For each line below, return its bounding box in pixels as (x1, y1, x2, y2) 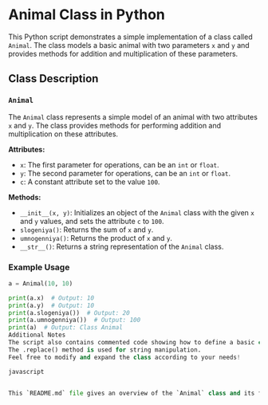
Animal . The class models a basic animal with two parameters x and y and (8, 40, 250, 49)
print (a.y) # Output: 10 (8, 301, 94, 309)
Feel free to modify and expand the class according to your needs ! (8, 353, 241, 361)
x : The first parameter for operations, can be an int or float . (19, 159, 219, 169)
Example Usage (8, 261, 70, 273)
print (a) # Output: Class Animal (8, 324, 124, 332)
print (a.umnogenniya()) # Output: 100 (8, 317, 141, 324)
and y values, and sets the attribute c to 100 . (19, 216, 164, 226)
